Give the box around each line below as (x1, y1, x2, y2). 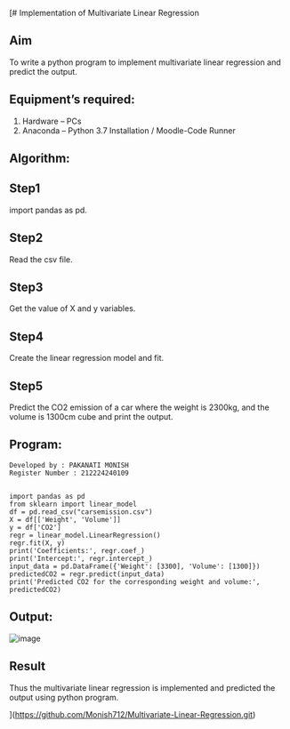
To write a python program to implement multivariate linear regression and (9, 57, 282, 68)
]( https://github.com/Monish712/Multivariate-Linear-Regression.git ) (9, 709, 256, 719)
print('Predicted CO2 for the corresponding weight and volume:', (9, 577, 261, 586)
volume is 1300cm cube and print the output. (9, 412, 173, 422)
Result (9, 659, 46, 674)
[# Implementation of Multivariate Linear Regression (9, 8, 200, 18)
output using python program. (9, 692, 119, 702)
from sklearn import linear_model (9, 500, 138, 509)
